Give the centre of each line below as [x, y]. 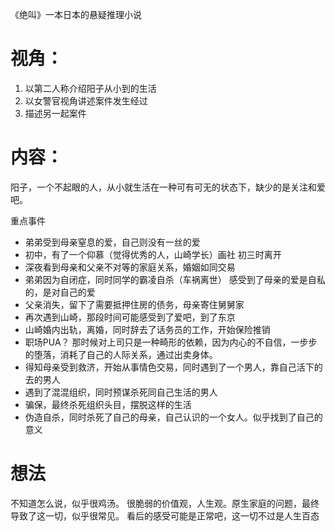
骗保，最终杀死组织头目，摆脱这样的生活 [108, 404]
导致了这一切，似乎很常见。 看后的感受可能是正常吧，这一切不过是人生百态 [165, 515]
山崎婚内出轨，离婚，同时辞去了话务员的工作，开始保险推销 [147, 329]
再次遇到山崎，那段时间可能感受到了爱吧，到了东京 [130, 317]
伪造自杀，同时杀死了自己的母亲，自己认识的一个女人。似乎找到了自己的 [173, 417]
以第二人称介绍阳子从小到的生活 [90, 88]
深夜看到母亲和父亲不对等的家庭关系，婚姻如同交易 [130, 267]
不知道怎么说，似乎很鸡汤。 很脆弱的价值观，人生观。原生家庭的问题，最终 [165, 503]
